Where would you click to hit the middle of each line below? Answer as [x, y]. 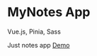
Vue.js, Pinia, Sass [34, 31]
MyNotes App [49, 12]
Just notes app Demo [39, 45]
